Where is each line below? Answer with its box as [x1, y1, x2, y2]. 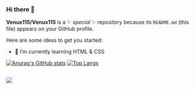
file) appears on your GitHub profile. [6, 25, 94, 32]
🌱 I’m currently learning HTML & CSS [14, 48, 105, 55]
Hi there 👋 [6, 5, 35, 14]
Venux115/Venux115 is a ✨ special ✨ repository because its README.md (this [6, 19, 189, 26]
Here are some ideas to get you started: [6, 37, 103, 44]
